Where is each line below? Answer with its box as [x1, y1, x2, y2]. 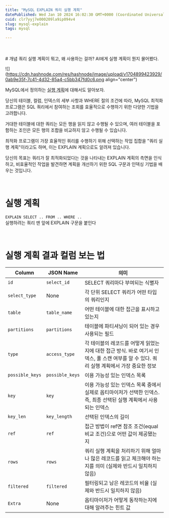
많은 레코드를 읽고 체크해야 [90, 455, 151, 462]
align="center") [105, 77, 137, 83]
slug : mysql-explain [5, 21, 49, 27]
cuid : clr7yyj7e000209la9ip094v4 [5, 17, 75, 22]
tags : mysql [5, 26, 30, 31]
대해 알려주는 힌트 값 [84, 504, 131, 511]
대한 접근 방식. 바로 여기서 [95, 347, 153, 354]
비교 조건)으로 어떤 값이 [84, 430, 137, 437]
